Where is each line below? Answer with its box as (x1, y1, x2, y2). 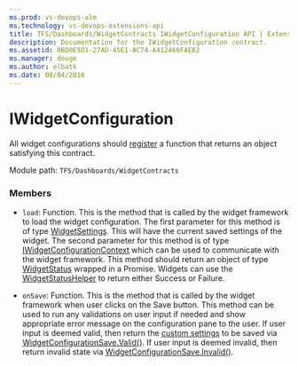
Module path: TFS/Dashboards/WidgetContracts (9, 165, 179, 175)
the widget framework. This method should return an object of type (21, 253, 269, 264)
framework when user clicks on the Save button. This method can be (21, 299, 275, 310)
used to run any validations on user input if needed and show (21, 308, 247, 319)
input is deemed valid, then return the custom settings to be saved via (21, 327, 278, 338)
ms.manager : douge (9, 54, 77, 63)
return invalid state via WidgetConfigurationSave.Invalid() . (21, 347, 234, 357)
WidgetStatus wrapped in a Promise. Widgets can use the (21, 263, 233, 274)
